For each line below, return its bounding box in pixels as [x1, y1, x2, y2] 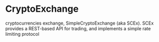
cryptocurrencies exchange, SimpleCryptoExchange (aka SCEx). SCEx [5, 20, 154, 26]
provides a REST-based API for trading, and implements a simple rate [5, 25, 151, 31]
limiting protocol [5, 31, 39, 37]
